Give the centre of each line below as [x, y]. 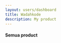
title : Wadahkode [23, 14]
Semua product [22, 35]
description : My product [31, 19]
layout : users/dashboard [31, 10]
